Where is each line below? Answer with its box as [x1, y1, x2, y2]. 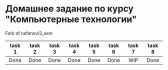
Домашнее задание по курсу [5, 3, 134, 14]
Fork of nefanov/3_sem [5, 30, 53, 36]
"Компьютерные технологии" [5, 13, 137, 25]
